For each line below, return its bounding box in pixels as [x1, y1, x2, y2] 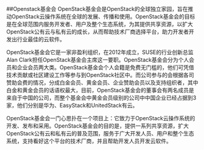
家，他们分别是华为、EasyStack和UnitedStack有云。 [6, 102, 138, 109]
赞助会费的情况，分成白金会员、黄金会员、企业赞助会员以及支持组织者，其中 [6, 79, 199, 86]
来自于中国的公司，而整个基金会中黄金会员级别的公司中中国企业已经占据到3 [6, 94, 197, 101]
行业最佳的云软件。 [16, 36, 65, 43]
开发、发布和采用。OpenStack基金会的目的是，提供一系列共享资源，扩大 [6, 122, 189, 129]
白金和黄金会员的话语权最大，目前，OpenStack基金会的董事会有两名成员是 [6, 87, 194, 94]
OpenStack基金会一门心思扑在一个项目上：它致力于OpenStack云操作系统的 [6, 115, 195, 121]
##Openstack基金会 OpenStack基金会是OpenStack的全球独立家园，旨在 [6, 5, 188, 12]
